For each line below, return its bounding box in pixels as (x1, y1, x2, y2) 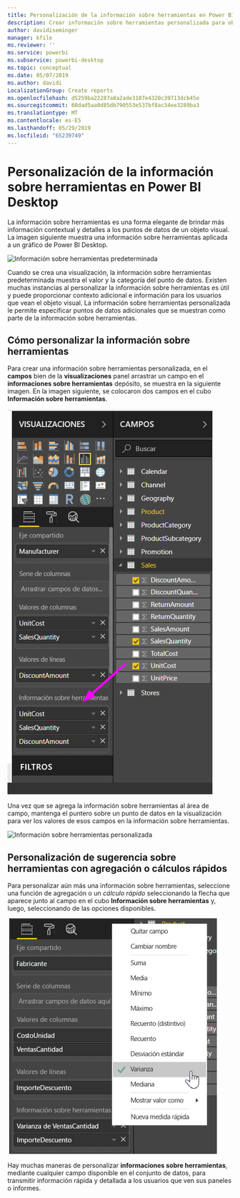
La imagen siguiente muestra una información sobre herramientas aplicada (7, 233, 228, 241)
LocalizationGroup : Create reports (7, 86, 114, 94)
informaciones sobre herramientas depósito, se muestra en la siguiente (7, 379, 221, 388)
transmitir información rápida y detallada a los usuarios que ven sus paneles (7, 1177, 232, 1185)
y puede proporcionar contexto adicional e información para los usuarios (7, 291, 222, 299)
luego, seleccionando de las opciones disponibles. (7, 904, 156, 913)
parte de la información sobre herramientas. (7, 313, 137, 322)
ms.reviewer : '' (7, 41, 56, 49)
